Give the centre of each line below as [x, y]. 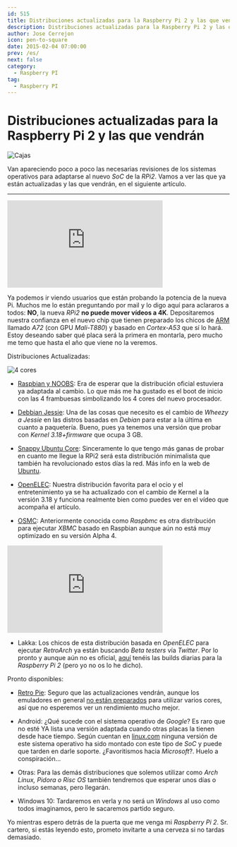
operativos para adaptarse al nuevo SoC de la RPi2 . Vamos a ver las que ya [116, 176]
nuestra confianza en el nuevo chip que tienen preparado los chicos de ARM [119, 320]
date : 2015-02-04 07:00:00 [47, 47]
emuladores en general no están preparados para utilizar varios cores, [120, 700]
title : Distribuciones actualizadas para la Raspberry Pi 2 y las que [113, 20]
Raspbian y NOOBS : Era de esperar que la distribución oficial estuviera [120, 384]
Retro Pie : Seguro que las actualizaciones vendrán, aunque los [108, 693]
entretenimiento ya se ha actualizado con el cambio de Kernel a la [113, 492]
